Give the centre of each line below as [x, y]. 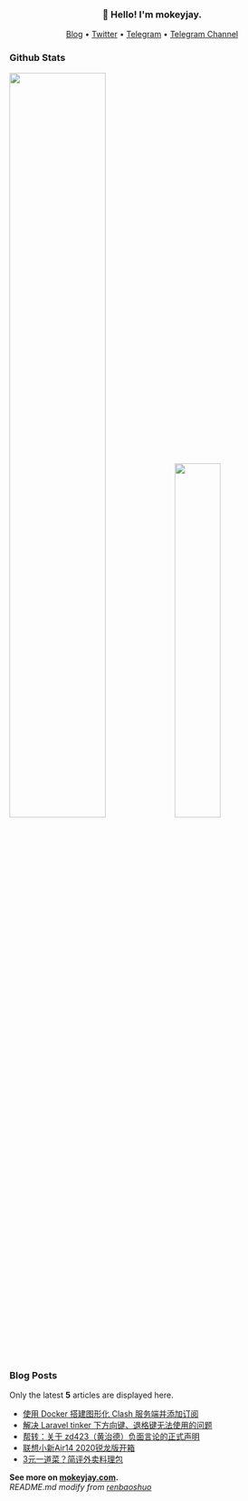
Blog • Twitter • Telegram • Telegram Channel [152, 35]
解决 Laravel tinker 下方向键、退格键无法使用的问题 [117, 1425]
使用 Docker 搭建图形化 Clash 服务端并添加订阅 [110, 1413]
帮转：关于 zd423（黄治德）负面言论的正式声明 [111, 1436]
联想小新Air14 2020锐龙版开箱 [79, 1447]
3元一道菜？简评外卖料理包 [73, 1459]
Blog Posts [33, 1375]
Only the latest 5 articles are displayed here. [91, 1395]
